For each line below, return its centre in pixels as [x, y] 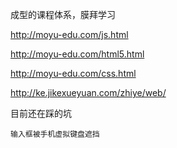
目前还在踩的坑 [41, 113]
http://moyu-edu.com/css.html [73, 73]
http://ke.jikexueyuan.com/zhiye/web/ [88, 92]
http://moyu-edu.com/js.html [69, 34]
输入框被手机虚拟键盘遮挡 [55, 134]
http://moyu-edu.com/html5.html [77, 54]
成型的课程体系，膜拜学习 [63, 14]
